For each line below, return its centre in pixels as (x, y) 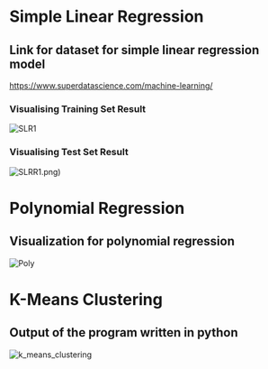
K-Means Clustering (86, 299)
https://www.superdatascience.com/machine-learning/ (111, 86)
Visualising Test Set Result (69, 152)
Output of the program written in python (124, 332)
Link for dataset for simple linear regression (134, 50)
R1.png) (47, 171)
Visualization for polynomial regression (122, 241)
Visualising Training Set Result (78, 108)
